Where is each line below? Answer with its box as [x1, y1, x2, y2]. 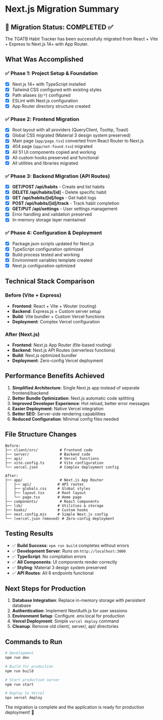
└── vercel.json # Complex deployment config [5, 464, 119, 470]
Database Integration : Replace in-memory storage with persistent [12, 598, 145, 603]
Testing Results [5, 529, 54, 538]
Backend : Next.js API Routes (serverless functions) [12, 347, 116, 353]
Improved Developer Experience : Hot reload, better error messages [12, 400, 150, 406]
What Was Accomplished [5, 55, 84, 64]
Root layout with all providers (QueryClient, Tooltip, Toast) [12, 127, 129, 133]
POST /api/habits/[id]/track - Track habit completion [12, 200, 120, 206]
